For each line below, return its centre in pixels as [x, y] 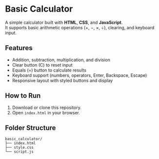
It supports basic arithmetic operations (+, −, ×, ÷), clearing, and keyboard [80, 27]
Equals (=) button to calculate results [49, 70]
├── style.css [20, 148]
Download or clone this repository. [47, 107]
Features [19, 48]
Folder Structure [30, 128]
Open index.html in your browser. [46, 112]
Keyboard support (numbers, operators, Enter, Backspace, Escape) [79, 75]
